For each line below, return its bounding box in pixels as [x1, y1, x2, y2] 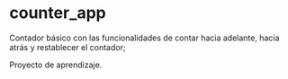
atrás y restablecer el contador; [9, 41, 126, 52]
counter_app [9, 3, 106, 23]
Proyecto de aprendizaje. [9, 59, 103, 70]
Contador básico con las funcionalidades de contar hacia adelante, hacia [9, 32, 280, 43]
